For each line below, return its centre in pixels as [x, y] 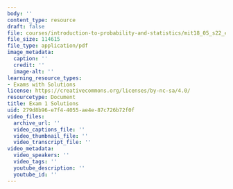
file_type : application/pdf [48, 46]
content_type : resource [42, 20]
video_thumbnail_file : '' [51, 136]
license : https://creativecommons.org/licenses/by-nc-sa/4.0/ [99, 91]
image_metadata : [31, 53]
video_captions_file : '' [49, 129]
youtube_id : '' [35, 174]
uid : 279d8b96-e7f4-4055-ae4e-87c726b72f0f [71, 110]
